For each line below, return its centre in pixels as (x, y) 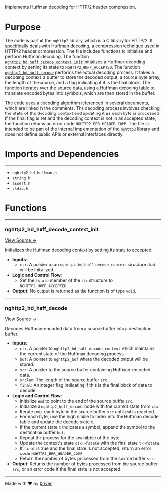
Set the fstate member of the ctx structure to (66, 280)
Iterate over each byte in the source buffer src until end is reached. (87, 412)
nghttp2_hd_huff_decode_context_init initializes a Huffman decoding (75, 62)
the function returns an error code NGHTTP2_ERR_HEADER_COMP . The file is (77, 123)
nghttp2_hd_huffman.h (34, 173)
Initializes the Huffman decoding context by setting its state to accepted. (79, 250)
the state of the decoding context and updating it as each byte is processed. (83, 113)
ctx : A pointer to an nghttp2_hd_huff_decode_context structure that (87, 265)
